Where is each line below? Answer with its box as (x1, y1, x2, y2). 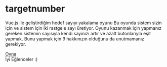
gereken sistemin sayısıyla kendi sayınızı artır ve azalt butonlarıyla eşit (5, 30, 151, 36)
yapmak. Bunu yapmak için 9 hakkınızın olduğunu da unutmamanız (5, 36, 144, 42)
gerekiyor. (5, 41, 26, 47)
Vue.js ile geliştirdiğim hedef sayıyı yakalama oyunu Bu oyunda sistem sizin (5, 20, 162, 26)
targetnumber (5, 3, 65, 15)
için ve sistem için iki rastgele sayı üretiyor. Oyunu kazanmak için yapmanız (5, 25, 162, 31)
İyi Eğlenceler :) (5, 56, 38, 62)
